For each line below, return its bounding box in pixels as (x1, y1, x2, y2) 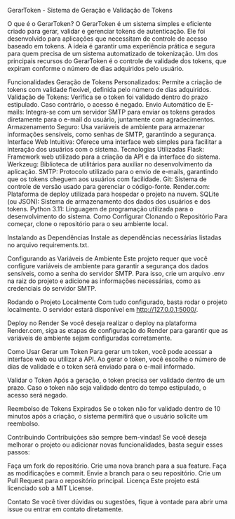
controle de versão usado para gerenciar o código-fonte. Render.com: (7, 183, 210, 190)
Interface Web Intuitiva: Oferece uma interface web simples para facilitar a (7, 138, 222, 146)
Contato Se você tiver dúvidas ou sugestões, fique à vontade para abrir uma (7, 498, 228, 506)
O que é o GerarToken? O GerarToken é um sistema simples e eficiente (7, 20, 212, 27)
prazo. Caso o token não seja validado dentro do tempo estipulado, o (7, 383, 207, 392)
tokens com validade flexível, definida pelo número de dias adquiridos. (7, 86, 212, 93)
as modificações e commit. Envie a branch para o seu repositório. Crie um (7, 469, 222, 477)
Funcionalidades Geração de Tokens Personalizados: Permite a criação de (7, 78, 222, 86)
